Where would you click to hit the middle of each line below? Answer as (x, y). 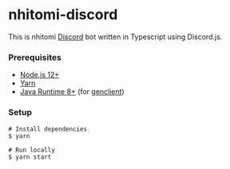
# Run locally (32, 150)
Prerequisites (35, 57)
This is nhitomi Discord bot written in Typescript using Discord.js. (115, 37)
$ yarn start (30, 157)
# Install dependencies (48, 129)
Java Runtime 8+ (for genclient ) (72, 92)
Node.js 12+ (40, 75)
